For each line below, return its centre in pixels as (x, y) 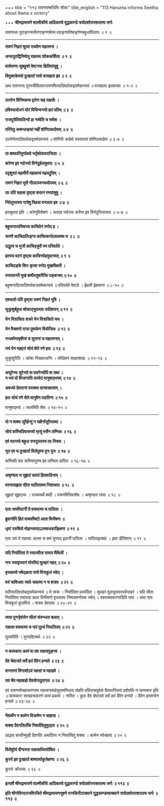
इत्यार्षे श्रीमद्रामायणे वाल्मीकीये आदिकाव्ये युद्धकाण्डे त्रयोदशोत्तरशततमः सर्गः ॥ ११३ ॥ (67, 784)
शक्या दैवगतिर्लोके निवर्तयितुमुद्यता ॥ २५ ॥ (37, 725)
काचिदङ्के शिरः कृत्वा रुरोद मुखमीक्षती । (35, 266)
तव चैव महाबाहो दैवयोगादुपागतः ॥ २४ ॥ (35, 680)
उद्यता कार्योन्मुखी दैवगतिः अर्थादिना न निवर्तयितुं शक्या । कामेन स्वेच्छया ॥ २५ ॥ (66, 735)
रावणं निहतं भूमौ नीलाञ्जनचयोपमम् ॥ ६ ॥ (36, 183)
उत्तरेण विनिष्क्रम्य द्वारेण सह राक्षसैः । (32, 100)
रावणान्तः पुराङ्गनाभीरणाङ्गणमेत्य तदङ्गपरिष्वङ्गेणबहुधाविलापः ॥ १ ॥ (58, 32)
